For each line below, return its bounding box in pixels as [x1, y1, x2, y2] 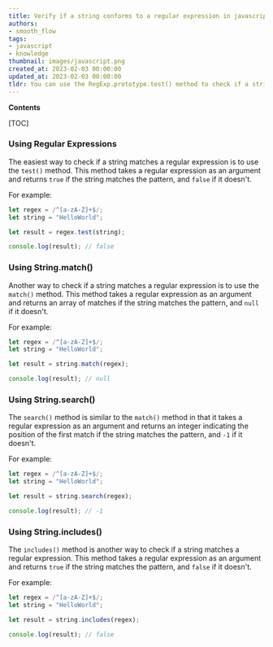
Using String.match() [8, 262, 93, 273]
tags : [8, 34, 27, 43]
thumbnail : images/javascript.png [8, 58, 126, 66]
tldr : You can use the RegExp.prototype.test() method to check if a [8, 80, 249, 88]
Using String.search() [8, 394, 96, 405]
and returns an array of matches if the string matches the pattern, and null [8, 298, 259, 308]
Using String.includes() [8, 526, 103, 537]
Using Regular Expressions [8, 138, 118, 150]
